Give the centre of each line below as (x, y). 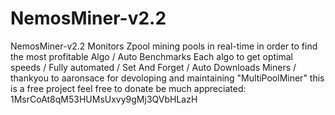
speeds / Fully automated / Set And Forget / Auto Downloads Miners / (153, 67)
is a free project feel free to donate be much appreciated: (128, 88)
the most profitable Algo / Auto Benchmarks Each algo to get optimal (151, 56)
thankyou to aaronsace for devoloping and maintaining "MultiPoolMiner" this (167, 78)
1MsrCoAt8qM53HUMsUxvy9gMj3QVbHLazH (104, 99)
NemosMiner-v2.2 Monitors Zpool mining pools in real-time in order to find (164, 46)
